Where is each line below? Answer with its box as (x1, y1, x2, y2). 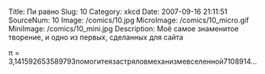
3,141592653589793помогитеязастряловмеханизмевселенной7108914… (8, 56, 257, 66)
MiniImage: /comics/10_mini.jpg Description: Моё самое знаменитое (8, 24, 239, 33)
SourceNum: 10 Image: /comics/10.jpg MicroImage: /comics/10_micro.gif (8, 15, 249, 25)
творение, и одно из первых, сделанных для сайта (8, 32, 183, 42)
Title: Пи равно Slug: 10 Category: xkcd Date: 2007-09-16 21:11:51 (8, 7, 228, 16)
